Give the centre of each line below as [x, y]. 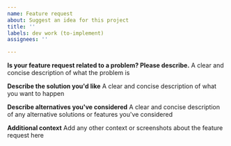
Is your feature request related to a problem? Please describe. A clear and [115, 65]
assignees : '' [28, 40]
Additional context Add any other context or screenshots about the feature [115, 128]
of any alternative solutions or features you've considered [90, 115]
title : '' [22, 26]
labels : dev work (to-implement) [56, 33]
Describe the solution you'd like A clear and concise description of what [112, 86]
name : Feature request [40, 14]
